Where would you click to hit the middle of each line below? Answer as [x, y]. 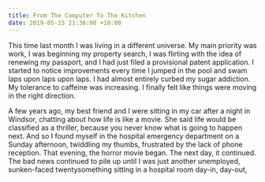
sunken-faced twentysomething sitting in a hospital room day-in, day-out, [128, 169]
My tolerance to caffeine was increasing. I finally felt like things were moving [132, 87]
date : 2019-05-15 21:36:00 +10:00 [65, 23]
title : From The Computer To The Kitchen [77, 15]
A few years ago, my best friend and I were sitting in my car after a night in [129, 110]
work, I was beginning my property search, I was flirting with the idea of [125, 54]
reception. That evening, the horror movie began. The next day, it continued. [132, 152]
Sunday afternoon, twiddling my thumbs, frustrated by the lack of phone [125, 144]
